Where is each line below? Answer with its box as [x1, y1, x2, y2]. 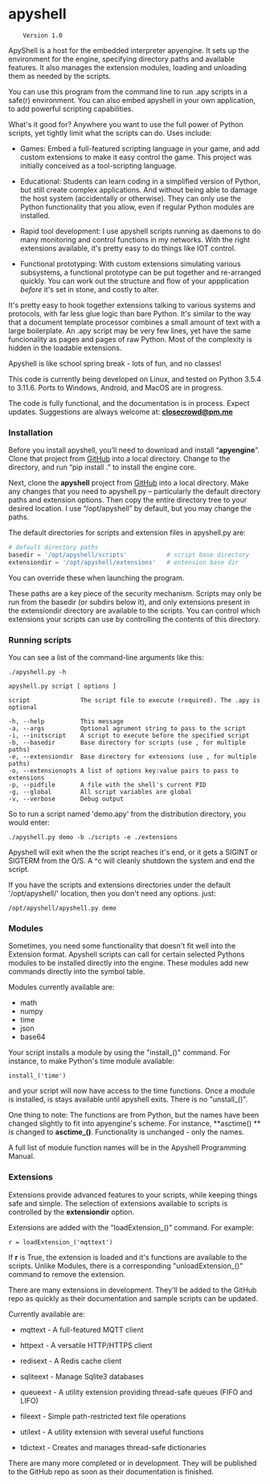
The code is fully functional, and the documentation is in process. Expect [8, 398, 251, 407]
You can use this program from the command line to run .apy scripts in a [8, 86, 247, 97]
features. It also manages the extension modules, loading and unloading [8, 62, 247, 72]
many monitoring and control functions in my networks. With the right [19, 234, 251, 244]
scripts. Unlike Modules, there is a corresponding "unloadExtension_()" [8, 1261, 243, 1271]
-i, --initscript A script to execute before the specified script [8, 732, 250, 740]
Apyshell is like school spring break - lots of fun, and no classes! [8, 358, 223, 368]
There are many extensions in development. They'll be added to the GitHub [8, 1285, 257, 1295]
